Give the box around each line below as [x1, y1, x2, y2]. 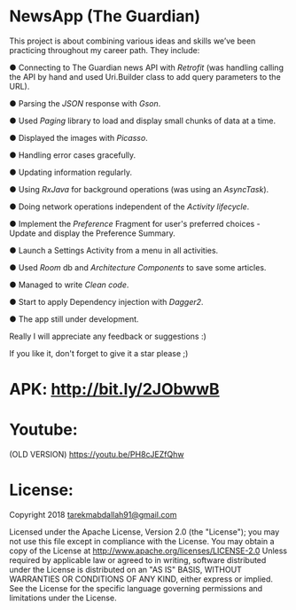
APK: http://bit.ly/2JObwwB [9, 379, 220, 400]
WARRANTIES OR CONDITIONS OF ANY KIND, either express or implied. [9, 574, 273, 584]
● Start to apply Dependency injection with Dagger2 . [9, 296, 204, 307]
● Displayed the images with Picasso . [9, 132, 148, 143]
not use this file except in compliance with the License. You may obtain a [9, 536, 275, 546]
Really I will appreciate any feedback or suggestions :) [9, 331, 206, 341]
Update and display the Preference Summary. [9, 228, 175, 239]
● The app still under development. [9, 313, 139, 325]
